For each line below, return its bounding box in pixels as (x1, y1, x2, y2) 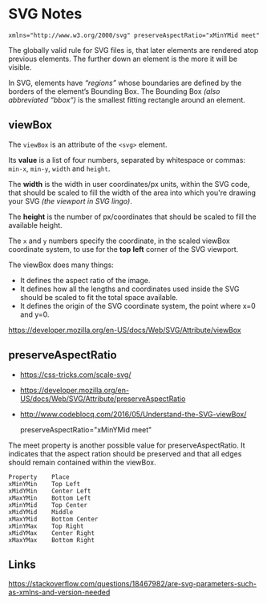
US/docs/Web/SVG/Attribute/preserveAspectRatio (19, 394, 186, 403)
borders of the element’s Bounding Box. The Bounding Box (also (8, 86, 220, 96)
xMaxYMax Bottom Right (8, 536, 95, 544)
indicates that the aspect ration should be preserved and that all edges (8, 448, 242, 458)
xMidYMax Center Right (8, 529, 95, 537)
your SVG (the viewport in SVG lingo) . (8, 196, 132, 205)
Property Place (8, 472, 70, 481)
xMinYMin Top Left (8, 480, 81, 488)
